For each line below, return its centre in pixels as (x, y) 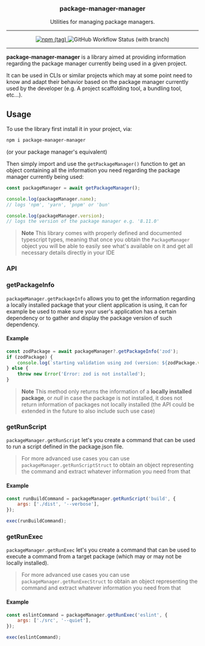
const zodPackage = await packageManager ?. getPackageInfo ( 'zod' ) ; (92, 351)
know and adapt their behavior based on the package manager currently (98, 82)
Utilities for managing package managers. (103, 22)
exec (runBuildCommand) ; (37, 521)
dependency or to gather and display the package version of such (89, 318)
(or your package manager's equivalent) (57, 152)
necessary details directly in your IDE (68, 253)
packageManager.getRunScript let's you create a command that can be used (101, 440)
